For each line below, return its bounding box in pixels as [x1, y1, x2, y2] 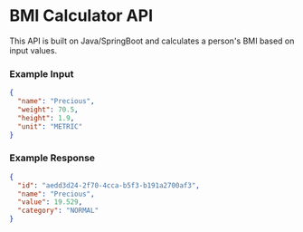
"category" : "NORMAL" [17, 206, 99, 216]
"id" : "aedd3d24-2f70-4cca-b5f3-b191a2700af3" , [17, 180, 201, 190]
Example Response [9, 151, 96, 164]
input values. [9, 44, 57, 55]
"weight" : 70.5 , [17, 105, 79, 114]
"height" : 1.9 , [17, 113, 75, 122]
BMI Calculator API [9, 5, 154, 26]
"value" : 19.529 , [17, 198, 83, 207]
